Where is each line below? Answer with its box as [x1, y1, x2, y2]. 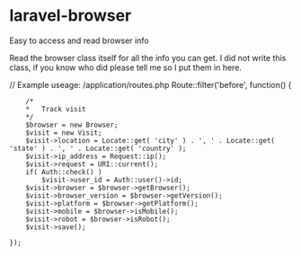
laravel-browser [9, 5, 132, 26]
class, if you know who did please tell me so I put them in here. [9, 62, 243, 73]
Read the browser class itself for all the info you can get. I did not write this [9, 52, 287, 63]
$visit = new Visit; [25, 128, 102, 137]
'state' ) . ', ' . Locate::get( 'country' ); [9, 144, 187, 153]
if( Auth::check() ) [25, 167, 102, 176]
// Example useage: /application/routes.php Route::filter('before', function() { [9, 79, 292, 90]
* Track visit [25, 104, 87, 113]
